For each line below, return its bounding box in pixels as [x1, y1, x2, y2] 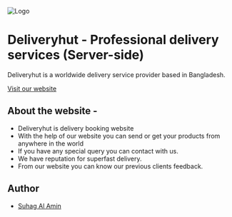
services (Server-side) [7, 47, 144, 64]
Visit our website [7, 84, 57, 93]
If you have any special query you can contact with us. [17, 146, 178, 155]
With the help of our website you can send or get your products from [17, 131, 221, 140]
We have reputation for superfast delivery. [17, 154, 142, 163]
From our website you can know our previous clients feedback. [17, 161, 203, 171]
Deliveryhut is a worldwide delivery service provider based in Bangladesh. [7, 70, 226, 79]
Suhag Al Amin [17, 201, 62, 210]
